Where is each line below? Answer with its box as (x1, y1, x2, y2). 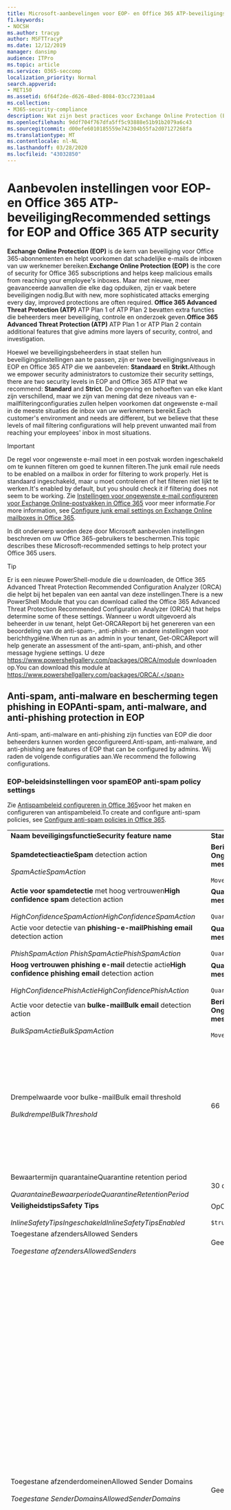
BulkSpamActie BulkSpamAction (10, 1026, 114, 1035)
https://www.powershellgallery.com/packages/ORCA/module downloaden (7, 656, 217, 664)
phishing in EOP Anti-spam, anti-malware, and (7, 701, 208, 713)
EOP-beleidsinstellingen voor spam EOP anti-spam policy (7, 777, 201, 786)
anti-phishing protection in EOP (7, 712, 145, 724)
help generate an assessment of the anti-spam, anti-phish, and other (7, 641, 203, 649)
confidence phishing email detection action (10, 968, 154, 978)
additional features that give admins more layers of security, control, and (7, 327, 213, 336)
